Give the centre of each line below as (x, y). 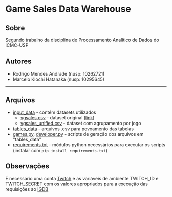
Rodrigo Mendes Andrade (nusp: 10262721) (59, 73)
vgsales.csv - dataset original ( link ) (57, 117)
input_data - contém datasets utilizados (54, 112)
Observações (27, 166)
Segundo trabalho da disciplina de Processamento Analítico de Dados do (82, 40)
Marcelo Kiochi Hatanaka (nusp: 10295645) (59, 79)
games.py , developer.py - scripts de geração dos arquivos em (78, 134)
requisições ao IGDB (27, 189)
